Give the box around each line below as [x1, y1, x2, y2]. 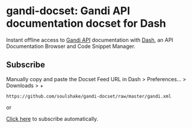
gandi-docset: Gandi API [6, 4, 131, 18]
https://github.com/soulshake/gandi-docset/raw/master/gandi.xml [6, 93, 171, 99]
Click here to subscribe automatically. [6, 115, 99, 122]
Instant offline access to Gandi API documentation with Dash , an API [6, 36, 174, 43]
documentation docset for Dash [6, 17, 166, 30]
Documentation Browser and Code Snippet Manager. [6, 43, 136, 50]
